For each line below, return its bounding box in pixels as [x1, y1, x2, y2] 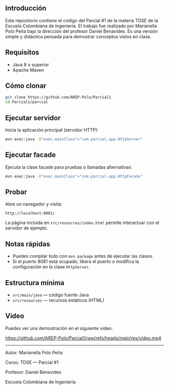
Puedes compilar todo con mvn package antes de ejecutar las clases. [12, 253, 153, 259]
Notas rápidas [5, 240, 50, 248]
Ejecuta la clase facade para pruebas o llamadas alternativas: [5, 164, 132, 170]
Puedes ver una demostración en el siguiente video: [5, 325, 113, 331]
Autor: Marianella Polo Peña [5, 349, 63, 355]
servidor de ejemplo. [5, 225, 48, 231]
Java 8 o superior [12, 62, 49, 68]
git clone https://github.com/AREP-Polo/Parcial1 [5, 95, 112, 100]
